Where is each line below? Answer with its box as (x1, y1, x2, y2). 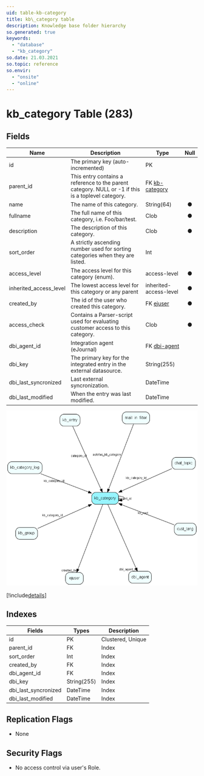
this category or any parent (70, 288, 138, 295)
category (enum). (70, 273, 114, 281)
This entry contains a (70, 173, 123, 180)
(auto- (112, 158, 129, 165)
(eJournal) (70, 345, 97, 353)
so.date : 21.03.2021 (6, 55, 59, 61)
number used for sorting (70, 245, 132, 253)
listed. (70, 258, 86, 265)
